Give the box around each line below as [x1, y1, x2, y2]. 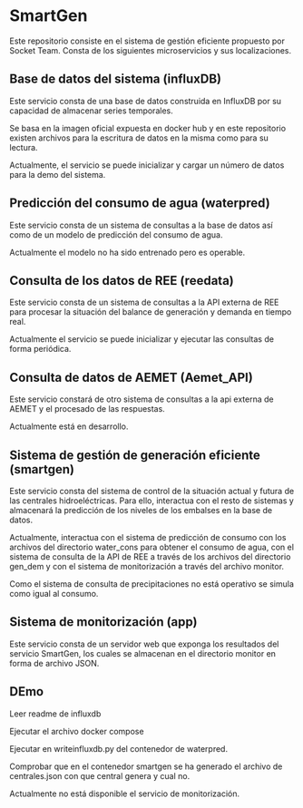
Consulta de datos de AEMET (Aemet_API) [9, 369, 254, 385]
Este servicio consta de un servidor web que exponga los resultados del [9, 638, 279, 649]
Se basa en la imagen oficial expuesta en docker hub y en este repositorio [9, 122, 287, 133]
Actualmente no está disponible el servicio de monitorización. [9, 788, 240, 799]
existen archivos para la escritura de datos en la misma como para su [9, 132, 269, 143]
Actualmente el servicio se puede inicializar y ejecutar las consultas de [9, 334, 275, 345]
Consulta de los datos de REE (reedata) [9, 273, 234, 288]
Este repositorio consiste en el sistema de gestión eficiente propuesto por [9, 35, 286, 46]
